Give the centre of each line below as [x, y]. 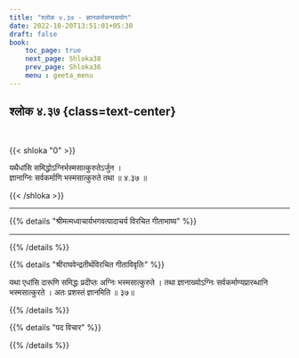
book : [19, 42]
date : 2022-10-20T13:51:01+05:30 [71, 26]
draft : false [33, 34]
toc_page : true [53, 51]
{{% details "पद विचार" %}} [56, 327]
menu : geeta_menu [59, 76]
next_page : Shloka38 [63, 59]
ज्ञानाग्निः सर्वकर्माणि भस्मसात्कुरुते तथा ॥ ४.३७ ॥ [78, 177]
